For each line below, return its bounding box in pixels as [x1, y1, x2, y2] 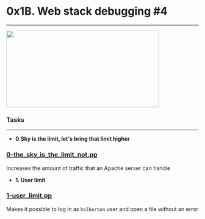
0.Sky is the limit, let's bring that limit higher [15, 135, 130, 143]
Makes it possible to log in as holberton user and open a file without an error [6, 205, 198, 212]
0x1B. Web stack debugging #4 [6, 4, 168, 18]
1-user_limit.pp [6, 191, 52, 200]
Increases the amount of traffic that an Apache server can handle [6, 164, 171, 172]
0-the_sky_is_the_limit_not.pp [6, 150, 98, 159]
